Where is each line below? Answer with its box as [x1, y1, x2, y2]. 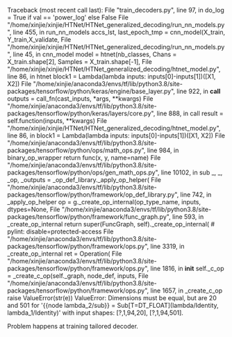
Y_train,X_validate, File [7, 35, 72, 44]
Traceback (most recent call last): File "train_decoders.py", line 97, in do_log [7, 6, 224, 14]
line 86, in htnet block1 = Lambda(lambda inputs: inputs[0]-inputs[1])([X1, [7, 72, 216, 81]
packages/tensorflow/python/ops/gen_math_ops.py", [7, 168, 160, 176]
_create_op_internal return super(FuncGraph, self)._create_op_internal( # [7, 220, 215, 228]
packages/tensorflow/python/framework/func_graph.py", [7, 213, 172, 221]
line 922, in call [176, 87, 221, 95]
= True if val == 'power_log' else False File [7, 13, 129, 22]
